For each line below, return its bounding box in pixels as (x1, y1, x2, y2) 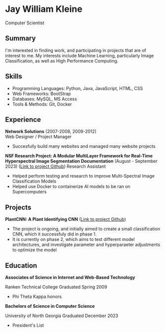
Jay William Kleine (5, 3, 82, 15)
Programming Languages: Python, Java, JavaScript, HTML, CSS (12, 85, 143, 91)
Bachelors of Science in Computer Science (5, 303, 95, 309)
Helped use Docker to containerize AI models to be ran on (12, 184, 131, 190)
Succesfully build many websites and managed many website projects (12, 143, 156, 149)
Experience (5, 115, 41, 124)
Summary (5, 34, 36, 43)
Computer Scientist (5, 20, 44, 26)
